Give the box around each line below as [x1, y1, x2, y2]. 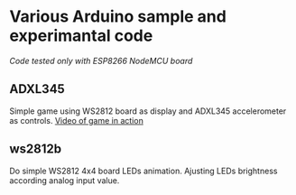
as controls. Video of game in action [9, 115, 144, 125]
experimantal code [9, 25, 153, 46]
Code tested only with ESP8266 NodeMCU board [9, 55, 193, 66]
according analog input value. [9, 174, 120, 186]
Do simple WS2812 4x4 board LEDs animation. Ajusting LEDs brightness [9, 165, 278, 176]
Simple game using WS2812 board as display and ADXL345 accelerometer [9, 106, 287, 116]
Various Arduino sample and [9, 6, 227, 27]
